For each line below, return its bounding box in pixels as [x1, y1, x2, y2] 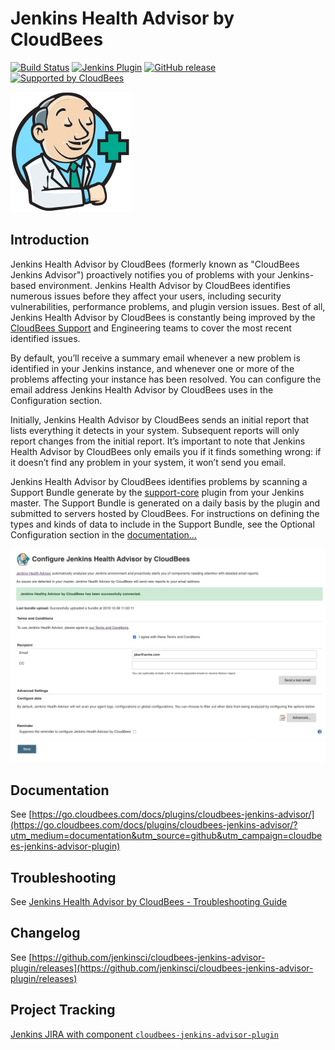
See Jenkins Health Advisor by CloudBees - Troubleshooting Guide [10, 895, 288, 907]
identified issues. [10, 332, 81, 344]
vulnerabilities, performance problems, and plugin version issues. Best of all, [10, 300, 326, 312]
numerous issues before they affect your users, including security [10, 290, 282, 302]
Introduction [10, 232, 90, 249]
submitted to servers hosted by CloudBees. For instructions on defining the [10, 507, 320, 519]
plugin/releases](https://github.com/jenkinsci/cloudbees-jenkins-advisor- [10, 962, 314, 974]
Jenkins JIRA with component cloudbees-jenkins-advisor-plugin [10, 1028, 280, 1040]
